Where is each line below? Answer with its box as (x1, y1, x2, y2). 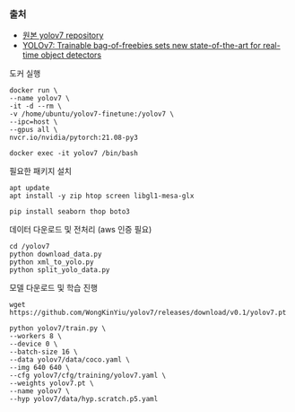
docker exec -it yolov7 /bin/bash (9, 149, 139, 158)
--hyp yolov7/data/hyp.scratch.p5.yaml (9, 395, 159, 404)
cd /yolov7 (9, 242, 50, 251)
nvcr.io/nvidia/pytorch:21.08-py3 (9, 133, 139, 143)
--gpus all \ (9, 126, 58, 135)
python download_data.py (9, 250, 102, 259)
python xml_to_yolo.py (9, 258, 94, 267)
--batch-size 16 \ (9, 347, 78, 356)
